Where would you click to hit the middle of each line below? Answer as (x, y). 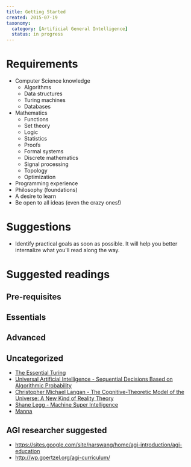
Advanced (26, 338)
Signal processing (46, 164)
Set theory (37, 126)
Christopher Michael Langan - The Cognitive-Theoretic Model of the (100, 392)
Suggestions (39, 227)
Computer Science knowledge (52, 81)
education (27, 451)
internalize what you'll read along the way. (67, 250)
